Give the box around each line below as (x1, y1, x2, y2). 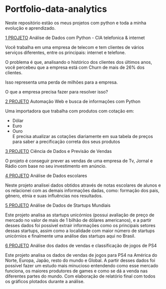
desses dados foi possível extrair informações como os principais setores (5, 222, 156, 228)
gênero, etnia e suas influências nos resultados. (5, 193, 103, 198)
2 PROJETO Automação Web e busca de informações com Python (5, 98, 141, 104)
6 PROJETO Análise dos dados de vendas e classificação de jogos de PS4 (5, 242, 157, 248)
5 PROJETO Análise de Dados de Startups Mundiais (5, 202, 111, 208)
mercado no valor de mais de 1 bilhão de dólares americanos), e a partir (5, 217, 152, 223)
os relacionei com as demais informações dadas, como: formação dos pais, (5, 187, 160, 193)
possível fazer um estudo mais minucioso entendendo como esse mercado (5, 262, 159, 268)
